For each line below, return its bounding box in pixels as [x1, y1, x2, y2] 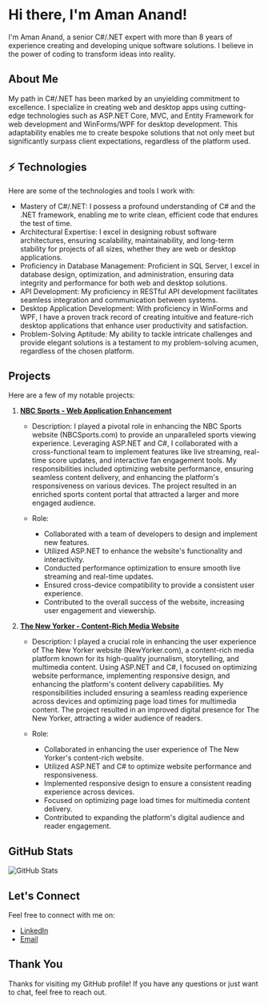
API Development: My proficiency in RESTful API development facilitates [19, 286, 258, 296]
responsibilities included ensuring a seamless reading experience [31, 688, 248, 698]
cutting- [219, 102, 246, 111]
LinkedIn [19, 926, 49, 935]
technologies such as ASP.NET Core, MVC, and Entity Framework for [26, 111, 254, 120]
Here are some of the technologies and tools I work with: [8, 186, 195, 196]
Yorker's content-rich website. [43, 753, 144, 763]
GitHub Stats [8, 844, 74, 858]
